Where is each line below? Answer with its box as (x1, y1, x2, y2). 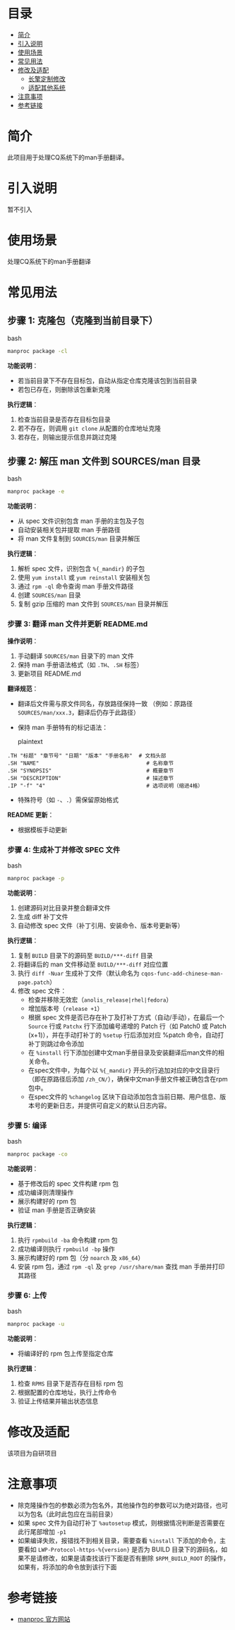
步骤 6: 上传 (7, 1290, 47, 1300)
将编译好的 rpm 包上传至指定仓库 (17, 1349, 114, 1358)
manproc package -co (7, 1151, 68, 1158)
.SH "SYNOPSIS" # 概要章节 (7, 767, 174, 774)
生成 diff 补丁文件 (17, 912, 68, 921)
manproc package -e (7, 488, 65, 496)
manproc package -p (7, 875, 65, 882)
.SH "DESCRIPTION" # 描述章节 (7, 774, 174, 781)
